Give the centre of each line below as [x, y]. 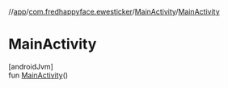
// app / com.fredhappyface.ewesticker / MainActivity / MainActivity [114, 12]
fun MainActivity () [38, 75]
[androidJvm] [31, 66]
